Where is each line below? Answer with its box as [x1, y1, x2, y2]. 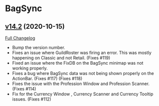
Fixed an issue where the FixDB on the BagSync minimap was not [12, 60, 143, 66]
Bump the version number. [12, 45, 66, 50]
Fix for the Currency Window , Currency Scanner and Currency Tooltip [12, 91, 154, 97]
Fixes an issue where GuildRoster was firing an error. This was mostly [12, 50, 152, 55]
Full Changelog [5, 35, 35, 41]
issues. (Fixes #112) [12, 96, 52, 102]
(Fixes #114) [12, 86, 36, 91]
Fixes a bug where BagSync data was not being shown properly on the [12, 71, 154, 76]
